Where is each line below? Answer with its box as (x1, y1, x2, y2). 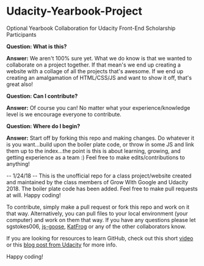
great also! (6, 81, 34, 88)
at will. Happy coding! (6, 191, 61, 199)
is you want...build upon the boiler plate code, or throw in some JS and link (6, 140, 194, 148)
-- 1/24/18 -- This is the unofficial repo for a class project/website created (6, 172, 192, 179)
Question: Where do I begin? (6, 122, 81, 129)
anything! (6, 160, 31, 167)
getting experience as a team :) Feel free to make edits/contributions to (6, 154, 185, 161)
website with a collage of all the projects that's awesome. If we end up (6, 67, 184, 74)
